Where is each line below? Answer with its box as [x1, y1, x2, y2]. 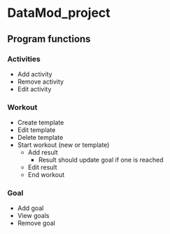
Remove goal [17, 219, 56, 228]
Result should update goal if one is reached [38, 156, 164, 164]
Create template [17, 118, 64, 127]
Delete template [17, 134, 64, 142]
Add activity [17, 70, 52, 78]
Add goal [17, 204, 44, 212]
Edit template [17, 126, 56, 134]
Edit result [27, 163, 57, 171]
